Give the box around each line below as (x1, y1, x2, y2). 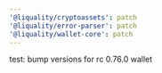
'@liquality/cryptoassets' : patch (9, 12, 138, 22)
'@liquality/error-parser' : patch (9, 21, 138, 30)
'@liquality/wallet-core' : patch (9, 29, 134, 38)
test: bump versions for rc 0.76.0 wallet (9, 54, 153, 65)
